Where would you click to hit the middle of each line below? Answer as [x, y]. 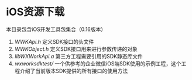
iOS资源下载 [35, 12]
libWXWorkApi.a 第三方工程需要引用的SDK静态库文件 [79, 56]
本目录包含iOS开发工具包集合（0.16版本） [56, 29]
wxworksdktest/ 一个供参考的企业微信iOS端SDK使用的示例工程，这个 [98, 63]
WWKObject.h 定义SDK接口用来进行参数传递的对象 [76, 49]
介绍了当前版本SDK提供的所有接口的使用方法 [74, 71]
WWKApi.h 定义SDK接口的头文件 [54, 41]
